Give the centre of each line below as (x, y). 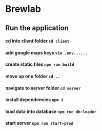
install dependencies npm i (34, 100)
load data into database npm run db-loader (51, 111)
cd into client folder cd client (37, 41)
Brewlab (23, 9)
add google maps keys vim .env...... (47, 52)
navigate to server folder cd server (43, 88)
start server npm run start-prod (39, 123)
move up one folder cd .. (33, 76)
